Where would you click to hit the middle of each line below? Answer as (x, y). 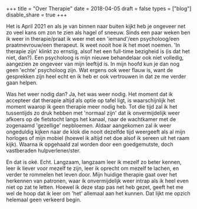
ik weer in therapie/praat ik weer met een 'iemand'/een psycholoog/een (93, 39)
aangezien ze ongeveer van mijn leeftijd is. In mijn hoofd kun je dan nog (93, 64)
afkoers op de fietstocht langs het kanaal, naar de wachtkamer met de (91, 119)
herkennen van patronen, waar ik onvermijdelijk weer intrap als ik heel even (98, 181)
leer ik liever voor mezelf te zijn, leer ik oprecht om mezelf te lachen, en (93, 168)
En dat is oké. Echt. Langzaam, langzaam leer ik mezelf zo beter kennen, (94, 162)
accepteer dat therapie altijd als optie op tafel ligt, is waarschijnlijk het (91, 100)
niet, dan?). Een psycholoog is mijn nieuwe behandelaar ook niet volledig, (95, 58)
